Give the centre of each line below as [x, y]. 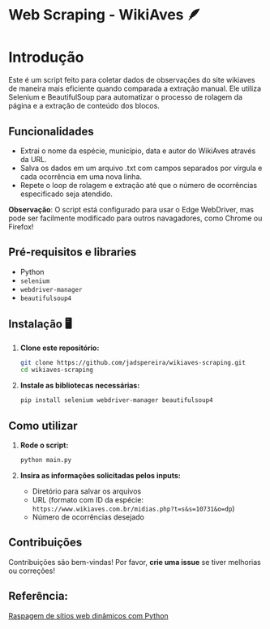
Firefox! [21, 226]
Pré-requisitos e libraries [73, 252]
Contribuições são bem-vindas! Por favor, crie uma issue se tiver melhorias [135, 562]
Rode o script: [44, 445]
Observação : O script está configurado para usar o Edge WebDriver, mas [131, 209]
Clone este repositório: [60, 348]
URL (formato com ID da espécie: [88, 499]
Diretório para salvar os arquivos [87, 491]
